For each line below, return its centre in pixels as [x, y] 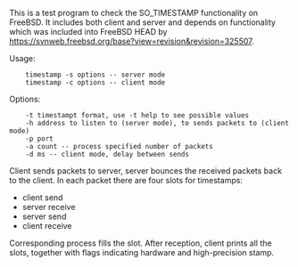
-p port [39, 139]
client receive [47, 226]
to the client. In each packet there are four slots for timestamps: [126, 180]
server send [44, 216]
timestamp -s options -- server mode [95, 75]
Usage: [22, 58]
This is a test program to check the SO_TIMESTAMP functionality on [134, 13]
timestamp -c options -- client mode [95, 83]
